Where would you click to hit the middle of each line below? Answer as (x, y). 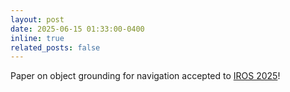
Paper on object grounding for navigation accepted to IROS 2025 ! (145, 76)
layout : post (37, 19)
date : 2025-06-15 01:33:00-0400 (77, 29)
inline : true (37, 38)
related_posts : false (55, 47)
